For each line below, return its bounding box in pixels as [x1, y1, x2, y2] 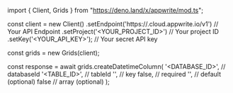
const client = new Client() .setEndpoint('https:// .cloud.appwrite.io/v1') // [7, 20, 219, 28]
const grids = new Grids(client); [7, 49, 100, 57]
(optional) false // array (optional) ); [7, 77, 110, 86]
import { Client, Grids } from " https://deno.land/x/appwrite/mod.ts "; [7, 6, 204, 14]
